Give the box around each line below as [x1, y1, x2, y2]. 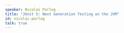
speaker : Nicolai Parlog [5, 7, 56, 12]
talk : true [5, 20, 27, 26]
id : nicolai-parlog [5, 16, 45, 21]
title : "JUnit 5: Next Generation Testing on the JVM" [5, 12, 120, 16]
